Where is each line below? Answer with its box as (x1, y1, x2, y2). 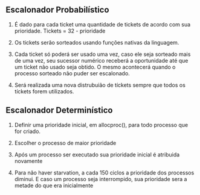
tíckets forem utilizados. (14, 87, 74, 95)
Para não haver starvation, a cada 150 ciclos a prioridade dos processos (14, 169, 195, 176)
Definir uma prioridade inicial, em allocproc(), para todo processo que (14, 121, 189, 128)
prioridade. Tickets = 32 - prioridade (14, 27, 106, 34)
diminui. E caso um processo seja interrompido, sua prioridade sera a (14, 175, 187, 182)
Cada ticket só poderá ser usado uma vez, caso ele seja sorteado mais (14, 51, 191, 58)
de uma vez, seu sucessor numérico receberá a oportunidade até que (14, 57, 189, 64)
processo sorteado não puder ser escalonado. (14, 69, 131, 77)
